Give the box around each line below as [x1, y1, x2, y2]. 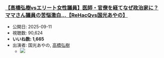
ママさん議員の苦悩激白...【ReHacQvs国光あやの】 [5, 11, 128, 18]
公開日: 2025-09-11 [12, 24, 52, 30]
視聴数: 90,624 [12, 30, 43, 36]
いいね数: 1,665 [12, 36, 44, 42]
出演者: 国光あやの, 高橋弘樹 [12, 42, 70, 48]
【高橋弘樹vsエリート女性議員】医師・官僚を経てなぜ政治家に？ [5, 4, 159, 11]
